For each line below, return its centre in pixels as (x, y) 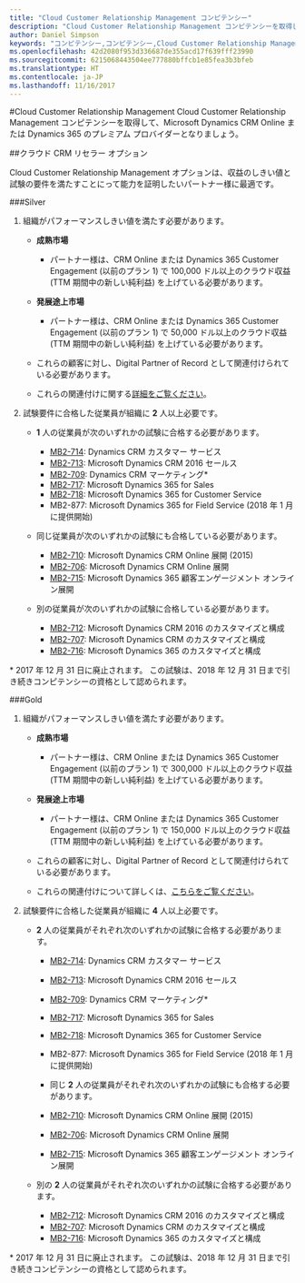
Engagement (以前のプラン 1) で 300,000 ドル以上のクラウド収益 (171, 768)
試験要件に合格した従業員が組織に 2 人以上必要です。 (123, 413)
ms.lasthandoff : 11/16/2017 (63, 86)
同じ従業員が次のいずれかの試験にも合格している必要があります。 (159, 535)
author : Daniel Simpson (54, 35)
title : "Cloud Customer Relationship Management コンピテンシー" (131, 18)
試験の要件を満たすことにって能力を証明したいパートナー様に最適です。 (144, 184)
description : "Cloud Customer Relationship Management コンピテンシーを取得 (151, 26)
